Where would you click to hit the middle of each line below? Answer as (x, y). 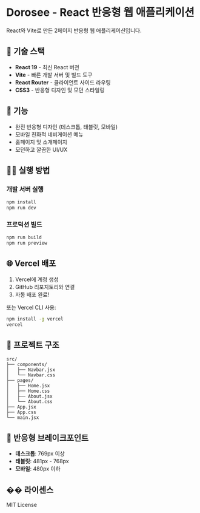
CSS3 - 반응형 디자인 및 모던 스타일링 (60, 90)
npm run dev (21, 208)
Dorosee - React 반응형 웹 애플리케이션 (101, 12)
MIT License (22, 505)
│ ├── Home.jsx (28, 386)
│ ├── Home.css (28, 391)
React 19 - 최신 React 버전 (47, 67)
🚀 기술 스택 (26, 51)
